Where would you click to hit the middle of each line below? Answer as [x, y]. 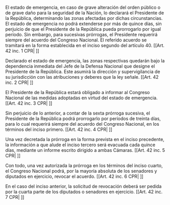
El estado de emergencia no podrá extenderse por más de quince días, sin [83, 24]
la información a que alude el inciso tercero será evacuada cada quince [80, 145]
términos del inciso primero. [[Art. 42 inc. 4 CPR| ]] [59, 129]
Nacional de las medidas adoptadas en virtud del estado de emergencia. [81, 98]
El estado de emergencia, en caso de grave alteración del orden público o [83, 7]
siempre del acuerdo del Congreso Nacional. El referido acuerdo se [76, 40]
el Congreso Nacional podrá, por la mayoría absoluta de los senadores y [81, 171]
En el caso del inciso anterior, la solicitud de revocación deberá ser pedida [83, 186]
